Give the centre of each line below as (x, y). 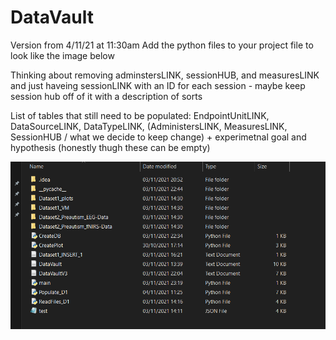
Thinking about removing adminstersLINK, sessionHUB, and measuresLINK (165, 75)
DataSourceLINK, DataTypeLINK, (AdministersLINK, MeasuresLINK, (149, 126)
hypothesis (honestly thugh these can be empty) (110, 147)
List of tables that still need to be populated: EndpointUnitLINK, (140, 115)
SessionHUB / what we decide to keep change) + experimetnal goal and (158, 137)
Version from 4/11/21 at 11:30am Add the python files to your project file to (162, 45)
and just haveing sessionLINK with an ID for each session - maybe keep (158, 85)
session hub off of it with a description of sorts (106, 96)
